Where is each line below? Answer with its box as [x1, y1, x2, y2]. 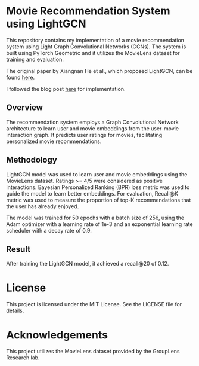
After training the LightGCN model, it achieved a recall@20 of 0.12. [6, 260, 169, 267]
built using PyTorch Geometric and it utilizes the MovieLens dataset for [6, 49, 180, 56]
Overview [6, 103, 43, 113]
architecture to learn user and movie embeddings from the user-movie [6, 124, 179, 132]
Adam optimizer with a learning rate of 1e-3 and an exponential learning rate [6, 220, 193, 228]
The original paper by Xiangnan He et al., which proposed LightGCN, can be [6, 67, 193, 74]
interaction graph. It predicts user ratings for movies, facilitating [6, 131, 163, 138]
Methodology [6, 155, 58, 165]
